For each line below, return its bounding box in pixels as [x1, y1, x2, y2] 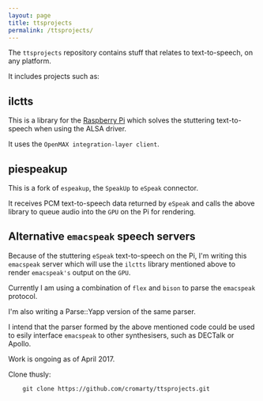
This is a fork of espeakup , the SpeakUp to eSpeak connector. [8, 183, 199, 192]
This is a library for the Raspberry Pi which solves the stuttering [8, 115, 215, 125]
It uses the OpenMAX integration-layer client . [8, 139, 160, 149]
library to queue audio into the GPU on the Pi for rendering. [8, 207, 196, 216]
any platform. [8, 56, 51, 66]
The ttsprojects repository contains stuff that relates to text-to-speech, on [8, 48, 254, 58]
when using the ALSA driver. [34, 124, 127, 134]
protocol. [8, 291, 38, 301]
